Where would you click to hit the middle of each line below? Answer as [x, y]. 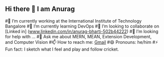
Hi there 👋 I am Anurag [40, 9]
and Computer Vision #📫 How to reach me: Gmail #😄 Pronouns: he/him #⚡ [82, 42]
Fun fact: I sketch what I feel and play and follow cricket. [62, 49]
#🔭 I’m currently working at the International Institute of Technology [73, 21]
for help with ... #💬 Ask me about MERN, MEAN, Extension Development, [78, 36]
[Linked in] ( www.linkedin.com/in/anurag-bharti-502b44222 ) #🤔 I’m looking [82, 31]
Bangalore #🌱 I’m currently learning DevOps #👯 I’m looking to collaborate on [82, 26]
